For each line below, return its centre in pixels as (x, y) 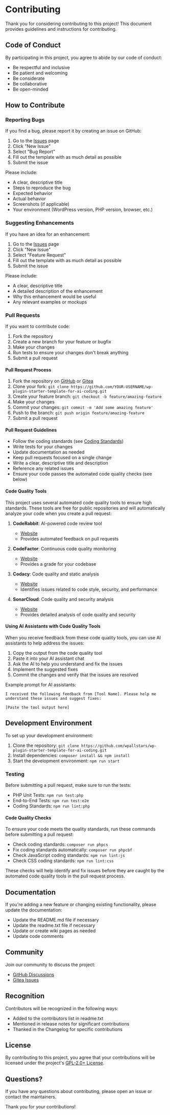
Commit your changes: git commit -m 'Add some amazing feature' (83, 408)
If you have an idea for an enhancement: (48, 234)
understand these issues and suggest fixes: (53, 698)
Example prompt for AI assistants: (41, 684)
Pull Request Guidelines (31, 430)
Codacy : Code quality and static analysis (56, 574)
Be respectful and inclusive (41, 67)
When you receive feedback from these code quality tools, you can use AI (83, 637)
